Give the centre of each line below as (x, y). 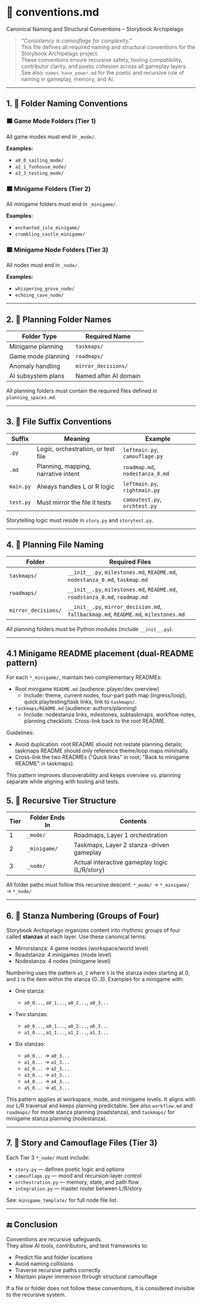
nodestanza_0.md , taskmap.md (108, 579)
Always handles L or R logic (76, 486)
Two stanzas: (31, 1014)
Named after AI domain (108, 376)
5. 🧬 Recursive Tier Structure (61, 800)
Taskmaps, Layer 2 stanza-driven (121, 845)
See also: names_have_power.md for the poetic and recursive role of (103, 72)
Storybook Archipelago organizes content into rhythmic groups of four (93, 931)
